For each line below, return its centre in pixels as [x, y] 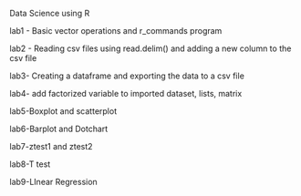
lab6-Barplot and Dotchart [59, 129]
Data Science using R [50, 13]
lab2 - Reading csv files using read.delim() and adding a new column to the [150, 48]
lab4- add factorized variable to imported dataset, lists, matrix [126, 93]
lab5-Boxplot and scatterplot [63, 111]
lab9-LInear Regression [53, 182]
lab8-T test [30, 164]
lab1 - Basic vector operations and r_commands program [116, 31]
